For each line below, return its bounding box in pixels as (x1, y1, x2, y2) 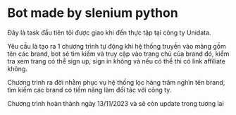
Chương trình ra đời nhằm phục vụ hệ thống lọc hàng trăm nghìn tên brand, (7, 78, 225, 86)
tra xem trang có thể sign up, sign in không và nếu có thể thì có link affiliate (7, 56, 225, 65)
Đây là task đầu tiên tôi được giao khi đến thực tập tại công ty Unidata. (7, 28, 211, 37)
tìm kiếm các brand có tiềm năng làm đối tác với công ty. (7, 85, 172, 94)
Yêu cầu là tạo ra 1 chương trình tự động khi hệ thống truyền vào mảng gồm (7, 42, 227, 50)
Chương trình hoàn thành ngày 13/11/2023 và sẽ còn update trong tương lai (7, 99, 224, 107)
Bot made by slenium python (7, 5, 178, 21)
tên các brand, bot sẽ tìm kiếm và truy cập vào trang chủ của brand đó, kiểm (7, 49, 230, 58)
